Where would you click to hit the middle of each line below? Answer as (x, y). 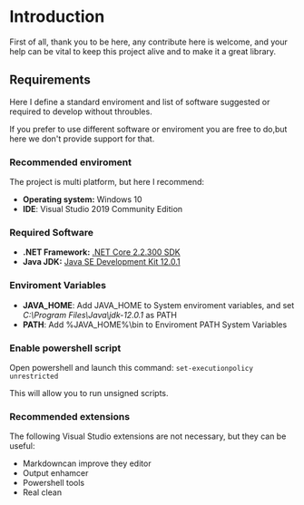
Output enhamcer (55, 473)
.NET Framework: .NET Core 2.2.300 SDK (102, 252)
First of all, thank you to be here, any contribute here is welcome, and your (149, 42)
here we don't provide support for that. (82, 139)
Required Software (51, 232)
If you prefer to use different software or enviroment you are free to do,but (148, 129)
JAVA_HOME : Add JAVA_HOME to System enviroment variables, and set (158, 305)
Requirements (50, 80)
